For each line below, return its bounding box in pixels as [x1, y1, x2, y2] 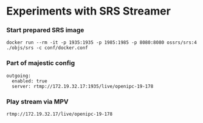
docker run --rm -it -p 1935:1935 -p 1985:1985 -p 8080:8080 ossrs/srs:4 [6, 39, 198, 46]
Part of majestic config [6, 59, 75, 67]
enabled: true [12, 78, 47, 84]
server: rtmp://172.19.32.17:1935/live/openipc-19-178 [12, 83, 154, 89]
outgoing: [6, 73, 32, 79]
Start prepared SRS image [6, 26, 84, 35]
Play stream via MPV [6, 97, 69, 105]
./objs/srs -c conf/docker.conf [6, 45, 88, 51]
